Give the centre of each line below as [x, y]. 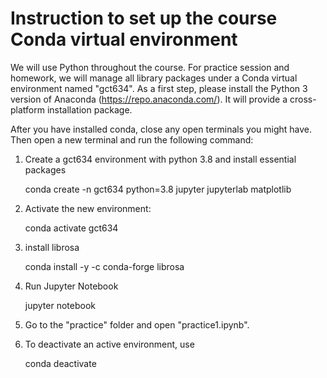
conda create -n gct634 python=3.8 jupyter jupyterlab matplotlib [158, 189]
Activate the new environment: [88, 208]
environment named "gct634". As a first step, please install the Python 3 [159, 88]
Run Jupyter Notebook [71, 286]
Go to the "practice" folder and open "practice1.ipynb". [137, 324]
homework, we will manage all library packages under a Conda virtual [154, 78]
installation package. [89, 109]
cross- [303, 99]
